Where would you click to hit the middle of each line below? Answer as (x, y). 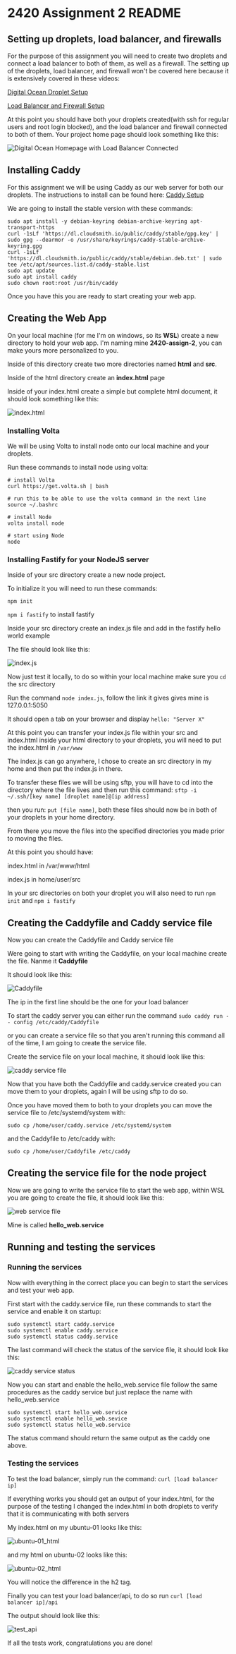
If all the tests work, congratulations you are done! (80, 1643)
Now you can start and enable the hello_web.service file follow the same (112, 1385)
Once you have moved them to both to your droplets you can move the (110, 1105)
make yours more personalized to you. (63, 350)
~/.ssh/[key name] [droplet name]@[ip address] (79, 797)
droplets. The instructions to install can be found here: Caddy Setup (106, 195)
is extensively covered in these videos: (63, 78)
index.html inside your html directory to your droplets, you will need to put (114, 740)
